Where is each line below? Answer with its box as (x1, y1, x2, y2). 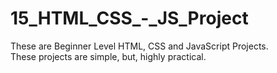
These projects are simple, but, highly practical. (10, 50, 207, 62)
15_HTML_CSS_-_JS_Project (10, 7, 249, 30)
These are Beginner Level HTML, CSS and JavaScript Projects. (10, 40, 269, 52)
